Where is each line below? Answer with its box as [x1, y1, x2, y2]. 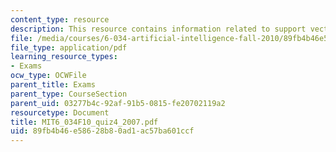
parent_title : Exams [10, 80, 97, 90]
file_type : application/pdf [10, 42, 128, 53]
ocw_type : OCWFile [10, 71, 87, 81]
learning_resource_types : [10, 52, 118, 62]
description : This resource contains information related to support [10, 24, 307, 34]
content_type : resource [10, 14, 110, 25]
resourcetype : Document [10, 107, 110, 118]
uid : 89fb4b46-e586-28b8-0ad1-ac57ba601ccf [10, 126, 195, 136]
